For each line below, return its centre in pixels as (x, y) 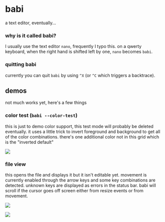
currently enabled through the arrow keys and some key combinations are (80, 180)
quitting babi (21, 64)
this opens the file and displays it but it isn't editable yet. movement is (76, 175)
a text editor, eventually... (31, 23)
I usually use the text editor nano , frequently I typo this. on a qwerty (73, 46)
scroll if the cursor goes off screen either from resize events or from (74, 190)
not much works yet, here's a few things (46, 103)
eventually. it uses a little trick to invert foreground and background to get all (83, 132)
